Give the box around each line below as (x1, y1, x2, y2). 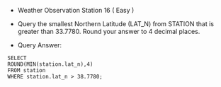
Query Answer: (17, 41, 62, 49)
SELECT (7, 54, 27, 62)
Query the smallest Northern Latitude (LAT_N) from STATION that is (17, 20, 215, 28)
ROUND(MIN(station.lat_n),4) (7, 61, 93, 68)
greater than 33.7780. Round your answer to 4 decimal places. (17, 28, 200, 35)
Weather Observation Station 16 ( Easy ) (17, 6, 135, 14)
